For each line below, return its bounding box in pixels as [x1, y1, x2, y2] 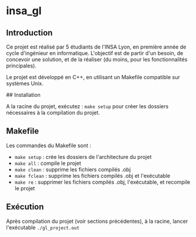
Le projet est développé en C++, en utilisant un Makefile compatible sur [6, 74, 180, 80]
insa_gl [6, 4, 42, 18]
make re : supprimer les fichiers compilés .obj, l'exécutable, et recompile [14, 178, 191, 186]
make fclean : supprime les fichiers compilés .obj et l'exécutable [14, 172, 171, 179]
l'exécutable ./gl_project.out [6, 223, 80, 231]
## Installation [6, 92, 41, 98]
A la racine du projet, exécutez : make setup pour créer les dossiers [6, 103, 169, 110]
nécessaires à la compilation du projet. [6, 109, 100, 116]
